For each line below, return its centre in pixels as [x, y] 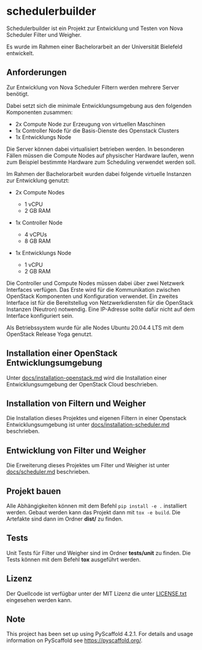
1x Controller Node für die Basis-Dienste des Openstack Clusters [97, 131]
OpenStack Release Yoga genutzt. [50, 334]
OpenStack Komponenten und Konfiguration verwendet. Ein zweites [92, 296]
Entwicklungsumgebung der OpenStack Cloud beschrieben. [82, 384]
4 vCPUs [36, 234]
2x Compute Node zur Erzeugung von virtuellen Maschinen [90, 124]
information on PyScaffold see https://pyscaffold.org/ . [75, 640]
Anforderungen [37, 73]
